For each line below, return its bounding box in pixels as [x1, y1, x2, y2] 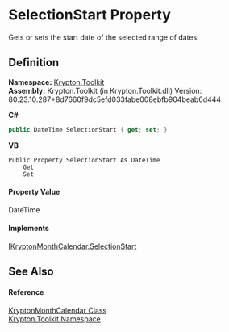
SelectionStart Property [8, 6, 172, 24]
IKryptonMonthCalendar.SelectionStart [8, 242, 137, 251]
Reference [8, 288, 44, 297]
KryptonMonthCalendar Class [8, 305, 107, 315]
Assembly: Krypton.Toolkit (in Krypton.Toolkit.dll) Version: [8, 86, 202, 95]
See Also [8, 265, 54, 279]
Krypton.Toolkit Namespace [8, 313, 101, 324]
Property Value [8, 187, 60, 197]
